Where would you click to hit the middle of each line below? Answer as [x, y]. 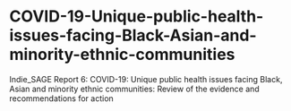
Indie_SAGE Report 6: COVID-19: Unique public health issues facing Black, [146, 79]
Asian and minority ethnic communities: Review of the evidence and [134, 89]
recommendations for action [61, 98]
